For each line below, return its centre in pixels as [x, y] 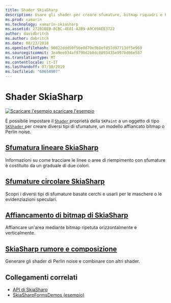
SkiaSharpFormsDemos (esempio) [49, 295]
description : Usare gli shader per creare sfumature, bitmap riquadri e [84, 15]
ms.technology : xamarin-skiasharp [42, 24]
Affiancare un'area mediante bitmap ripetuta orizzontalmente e [71, 228]
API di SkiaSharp [30, 289]
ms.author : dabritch [27, 39]
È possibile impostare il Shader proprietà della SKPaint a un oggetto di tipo [82, 121]
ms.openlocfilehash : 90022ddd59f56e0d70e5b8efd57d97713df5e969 [74, 48]
